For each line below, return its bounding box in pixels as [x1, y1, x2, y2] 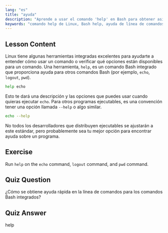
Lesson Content [5, 40, 56, 48]
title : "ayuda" [5, 12, 37, 17]
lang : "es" [5, 7, 28, 13]
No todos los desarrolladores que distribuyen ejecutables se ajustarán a [5, 122, 153, 128]
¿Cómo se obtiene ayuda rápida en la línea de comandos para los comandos [5, 189, 163, 195]
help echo [5, 84, 26, 89]
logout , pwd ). [5, 75, 31, 81]
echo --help [5, 113, 30, 118]
